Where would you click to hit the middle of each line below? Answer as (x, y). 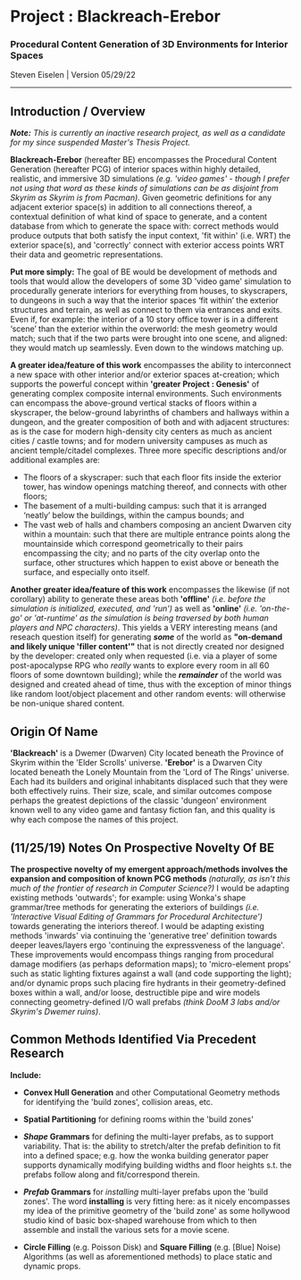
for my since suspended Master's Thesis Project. (100, 142)
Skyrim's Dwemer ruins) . (55, 1011)
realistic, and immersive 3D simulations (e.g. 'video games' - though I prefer (150, 179)
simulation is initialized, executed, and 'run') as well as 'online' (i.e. (134, 608)
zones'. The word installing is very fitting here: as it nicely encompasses (157, 1201)
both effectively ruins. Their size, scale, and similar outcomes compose (141, 791)
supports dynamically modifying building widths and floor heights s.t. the (157, 1165)
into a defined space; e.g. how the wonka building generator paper (146, 1155)
